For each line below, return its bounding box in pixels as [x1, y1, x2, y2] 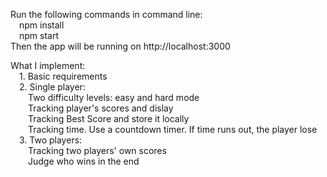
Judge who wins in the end [28, 155, 140, 167]
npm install [19, 19, 65, 31]
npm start [19, 30, 60, 41]
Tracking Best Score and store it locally [28, 113, 190, 124]
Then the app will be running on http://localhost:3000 [10, 40, 231, 52]
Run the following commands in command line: [10, 9, 203, 20]
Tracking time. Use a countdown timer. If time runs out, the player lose [28, 124, 318, 135]
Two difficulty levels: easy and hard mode [28, 92, 200, 103]
